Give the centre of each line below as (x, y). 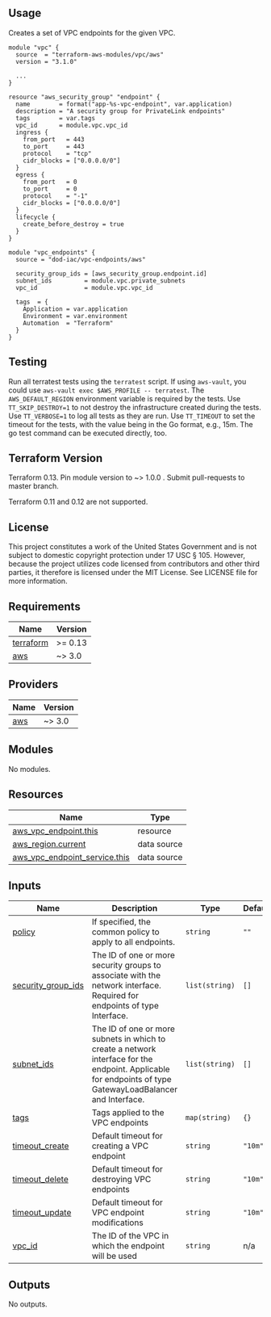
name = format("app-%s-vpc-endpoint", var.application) (124, 104)
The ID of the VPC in (130, 1236)
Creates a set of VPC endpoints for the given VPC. (92, 32)
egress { (30, 174)
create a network (124, 1049)
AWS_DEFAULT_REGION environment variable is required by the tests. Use (125, 398)
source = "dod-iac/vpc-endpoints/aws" (81, 259)
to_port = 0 (50, 189)
